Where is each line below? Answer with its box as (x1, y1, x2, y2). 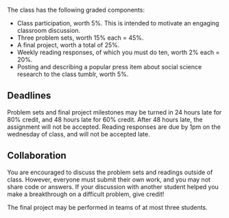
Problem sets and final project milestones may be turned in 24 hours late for (7, 108, 222, 116)
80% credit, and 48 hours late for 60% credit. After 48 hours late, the (7, 115, 204, 123)
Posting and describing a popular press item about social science (16, 63, 202, 71)
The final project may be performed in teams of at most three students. (7, 203, 208, 211)
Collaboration (7, 150, 67, 162)
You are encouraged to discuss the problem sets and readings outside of (7, 168, 213, 176)
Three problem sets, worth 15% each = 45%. (16, 34, 144, 42)
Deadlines (7, 90, 51, 101)
